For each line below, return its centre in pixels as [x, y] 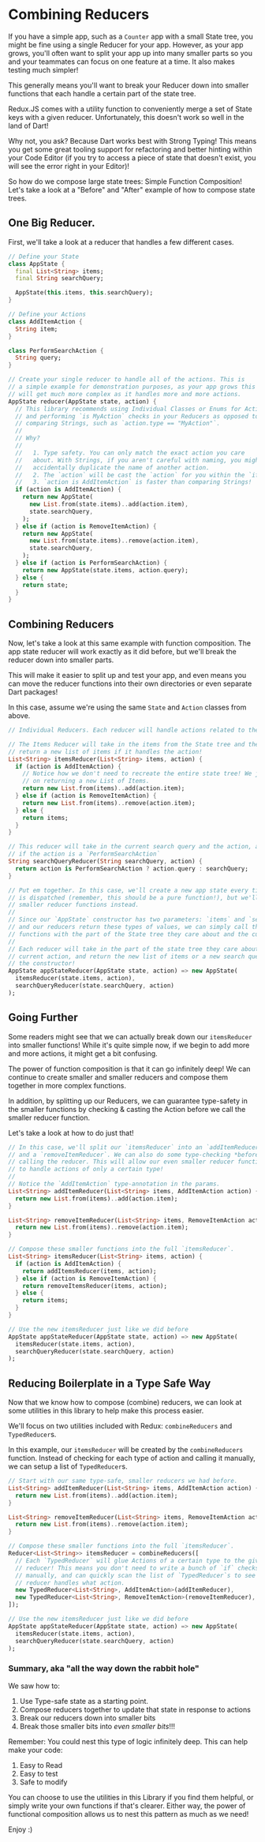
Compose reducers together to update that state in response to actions [135, 1709]
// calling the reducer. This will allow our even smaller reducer [121, 1162]
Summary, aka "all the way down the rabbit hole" [104, 1668]
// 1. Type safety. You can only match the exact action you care [130, 453]
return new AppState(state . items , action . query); [106, 570]
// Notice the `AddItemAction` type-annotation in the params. [114, 1184]
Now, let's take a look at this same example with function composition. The [130, 643]
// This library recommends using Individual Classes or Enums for [129, 409]
